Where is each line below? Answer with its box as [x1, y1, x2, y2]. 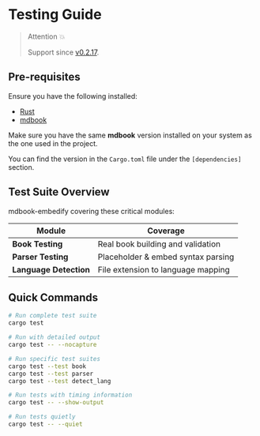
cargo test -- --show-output [8, 399, 104, 407]
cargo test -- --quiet [8, 420, 83, 428]
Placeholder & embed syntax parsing [97, 251, 235, 262]
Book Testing [12, 239, 63, 250]
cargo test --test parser [8, 370, 93, 378]
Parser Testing [12, 251, 69, 262]
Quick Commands [8, 291, 99, 304]
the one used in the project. [8, 138, 98, 148]
